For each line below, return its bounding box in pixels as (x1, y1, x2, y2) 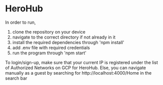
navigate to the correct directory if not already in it (12, 34, 116, 40)
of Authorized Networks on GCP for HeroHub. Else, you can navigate (5, 65, 147, 71)
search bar (5, 75, 27, 81)
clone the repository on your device (12, 29, 85, 35)
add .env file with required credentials (12, 44, 90, 50)
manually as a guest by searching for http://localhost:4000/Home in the (5, 70, 152, 76)
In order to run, (5, 19, 36, 25)
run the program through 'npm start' (12, 50, 87, 56)
